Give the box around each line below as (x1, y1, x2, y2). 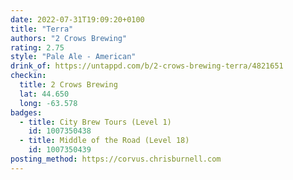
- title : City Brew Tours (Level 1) (19, 117, 172, 127)
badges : (10, 107, 43, 118)
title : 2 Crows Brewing (19, 80, 118, 90)
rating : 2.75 (10, 42, 65, 53)
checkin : (10, 71, 47, 81)
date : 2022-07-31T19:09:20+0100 (10, 14, 145, 25)
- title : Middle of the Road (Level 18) (19, 136, 190, 146)
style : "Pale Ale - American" (10, 52, 137, 62)
